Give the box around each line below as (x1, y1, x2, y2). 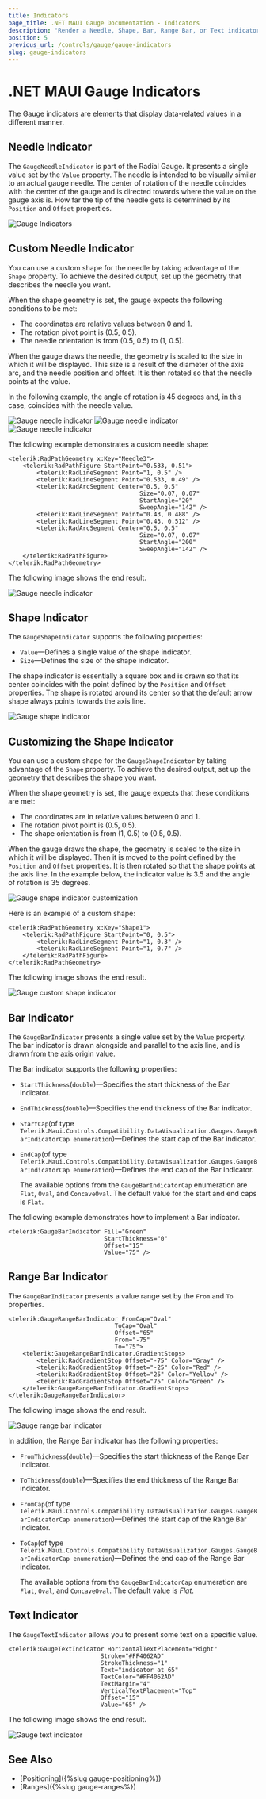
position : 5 (8, 33, 47, 42)
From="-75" (114, 1336, 150, 1344)
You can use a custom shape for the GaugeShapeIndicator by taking (8, 756, 227, 765)
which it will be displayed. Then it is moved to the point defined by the (8, 853, 236, 862)
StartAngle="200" (139, 538, 196, 546)
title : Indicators (8, 11, 69, 20)
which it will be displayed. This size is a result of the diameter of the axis (8, 359, 244, 369)
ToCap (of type (19, 1538, 64, 1548)
